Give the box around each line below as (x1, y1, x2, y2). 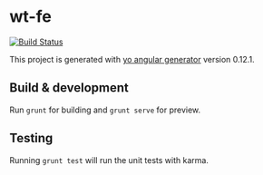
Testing (9, 131, 54, 146)
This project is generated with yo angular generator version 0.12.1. (9, 53, 256, 64)
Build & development (9, 80, 129, 96)
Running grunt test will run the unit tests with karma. (9, 154, 209, 165)
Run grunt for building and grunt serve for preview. (9, 104, 201, 115)
